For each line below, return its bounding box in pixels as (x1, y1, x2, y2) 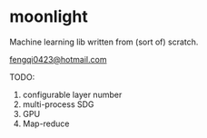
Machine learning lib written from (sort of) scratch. (9, 36, 199, 47)
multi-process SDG (22, 98, 94, 110)
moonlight (9, 6, 88, 27)
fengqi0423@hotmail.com (9, 54, 107, 64)
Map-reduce (22, 118, 70, 129)
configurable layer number (22, 89, 123, 100)
